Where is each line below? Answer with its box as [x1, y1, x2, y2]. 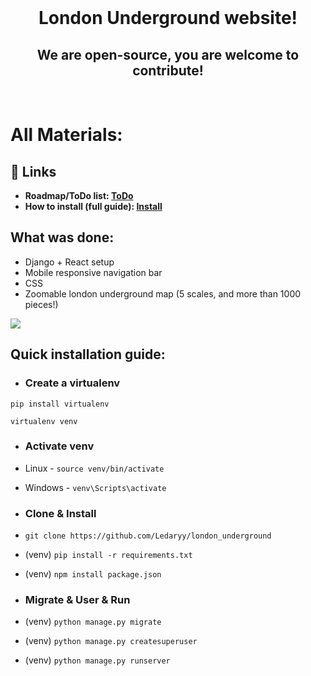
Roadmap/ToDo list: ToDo [24, 190, 134, 201]
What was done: [10, 229, 115, 246]
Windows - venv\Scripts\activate [24, 481, 167, 493]
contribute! [132, 62, 204, 79]
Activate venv [24, 439, 95, 453]
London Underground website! [38, 7, 298, 30]
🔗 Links [10, 163, 57, 180]
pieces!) [24, 298, 59, 310]
